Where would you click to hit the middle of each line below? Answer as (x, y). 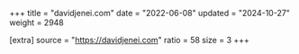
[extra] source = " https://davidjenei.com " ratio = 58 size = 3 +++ (130, 40)
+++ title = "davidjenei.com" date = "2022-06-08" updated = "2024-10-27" (150, 13)
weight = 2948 (37, 22)
